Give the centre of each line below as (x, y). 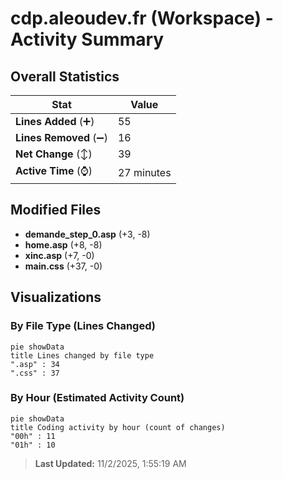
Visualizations (56, 297)
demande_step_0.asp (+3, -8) (87, 234)
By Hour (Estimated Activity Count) (97, 398)
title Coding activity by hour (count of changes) (118, 427)
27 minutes (144, 172)
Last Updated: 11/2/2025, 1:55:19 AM (110, 463)
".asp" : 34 (35, 364)
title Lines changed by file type (82, 355)
